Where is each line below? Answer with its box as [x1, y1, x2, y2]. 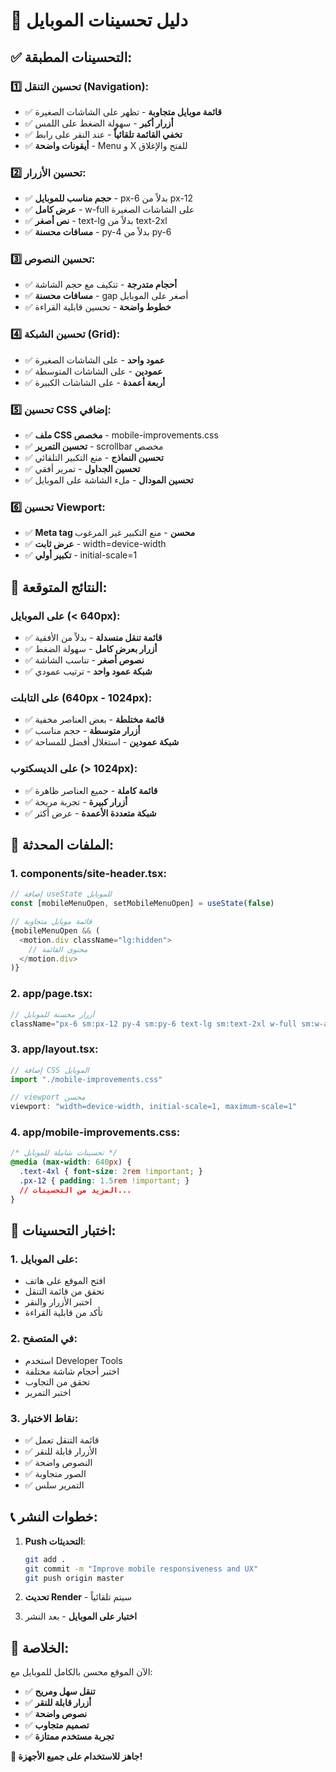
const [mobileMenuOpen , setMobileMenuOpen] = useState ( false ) [10, 899, 275, 909]
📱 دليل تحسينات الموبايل [10, 9, 188, 32]
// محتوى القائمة [28, 944, 88, 954]
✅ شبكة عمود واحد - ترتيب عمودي [24, 665, 153, 678]
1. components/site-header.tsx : [10, 866, 167, 880]
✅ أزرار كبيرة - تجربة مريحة [24, 795, 128, 808]
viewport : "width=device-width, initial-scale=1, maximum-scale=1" [10, 1102, 298, 1112]
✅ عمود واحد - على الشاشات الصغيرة [24, 354, 165, 366]
